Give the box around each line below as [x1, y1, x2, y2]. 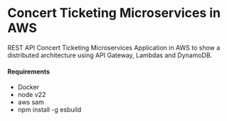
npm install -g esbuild [17, 105, 82, 114]
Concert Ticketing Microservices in [7, 5, 221, 21]
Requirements [7, 67, 51, 76]
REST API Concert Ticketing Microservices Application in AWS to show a [7, 43, 221, 52]
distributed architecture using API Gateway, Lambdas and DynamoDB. [7, 51, 213, 59]
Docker [17, 83, 40, 91]
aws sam [17, 98, 44, 107]
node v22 [17, 91, 46, 99]
